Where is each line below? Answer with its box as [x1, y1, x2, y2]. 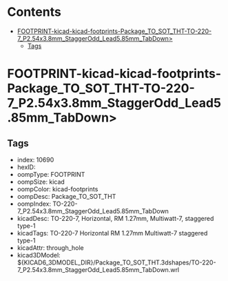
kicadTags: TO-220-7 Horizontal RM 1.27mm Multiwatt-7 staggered [17, 229, 208, 237]
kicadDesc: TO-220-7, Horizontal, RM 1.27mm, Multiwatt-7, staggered [17, 214, 214, 222]
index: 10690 [17, 155, 54, 164]
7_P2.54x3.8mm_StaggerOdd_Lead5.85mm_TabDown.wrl [17, 265, 180, 273]
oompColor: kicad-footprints [17, 184, 99, 193]
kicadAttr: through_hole [17, 243, 84, 252]
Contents [7, 4, 62, 20]
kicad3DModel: [17, 251, 61, 259]
